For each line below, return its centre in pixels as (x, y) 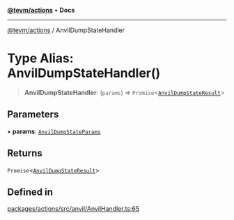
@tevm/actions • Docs (41, 10)
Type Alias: (41, 58)
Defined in (30, 192)
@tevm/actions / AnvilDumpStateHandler (66, 30)
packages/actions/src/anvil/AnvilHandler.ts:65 (73, 209)
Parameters (33, 115)
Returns (25, 153)
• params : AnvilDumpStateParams (54, 131)
